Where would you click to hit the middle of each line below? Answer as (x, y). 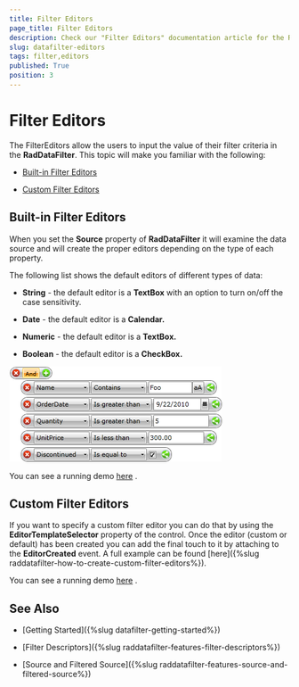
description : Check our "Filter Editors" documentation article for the (147, 37)
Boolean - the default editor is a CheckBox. (102, 353)
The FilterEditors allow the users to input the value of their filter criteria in (143, 145)
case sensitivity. (52, 302)
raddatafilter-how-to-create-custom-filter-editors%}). (108, 563)
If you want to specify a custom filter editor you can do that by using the (141, 526)
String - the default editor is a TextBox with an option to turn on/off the (153, 292)
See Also (34, 608)
